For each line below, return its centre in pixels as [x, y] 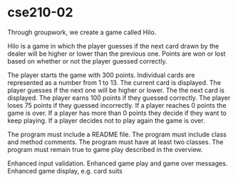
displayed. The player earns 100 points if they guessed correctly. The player [119, 98]
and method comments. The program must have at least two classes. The [115, 142]
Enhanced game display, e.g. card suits [65, 171]
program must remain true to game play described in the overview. [105, 149]
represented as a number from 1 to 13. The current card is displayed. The [114, 82]
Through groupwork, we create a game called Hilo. [82, 32]
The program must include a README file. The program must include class [117, 134]
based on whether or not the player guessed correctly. [87, 61]
